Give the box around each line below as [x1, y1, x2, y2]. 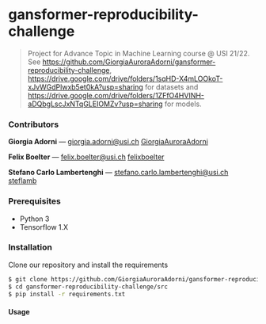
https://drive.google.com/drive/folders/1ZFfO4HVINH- [27, 90, 204, 100]
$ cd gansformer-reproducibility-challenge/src [8, 283, 169, 291]
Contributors [8, 119, 59, 130]
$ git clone [8, 275, 47, 283]
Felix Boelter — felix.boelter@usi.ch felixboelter [8, 152, 165, 162]
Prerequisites [8, 196, 61, 207]
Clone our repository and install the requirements [8, 260, 169, 269]
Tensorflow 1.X [19, 222, 69, 231]
